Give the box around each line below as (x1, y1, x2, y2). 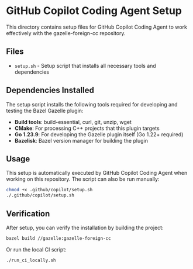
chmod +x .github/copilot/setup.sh (6, 187, 93, 193)
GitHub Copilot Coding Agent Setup (6, 4, 182, 18)
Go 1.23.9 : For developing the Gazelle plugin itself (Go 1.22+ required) (14, 130, 184, 138)
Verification (6, 209, 50, 219)
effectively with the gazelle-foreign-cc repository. (6, 29, 126, 36)
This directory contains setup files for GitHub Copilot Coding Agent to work (6, 23, 187, 30)
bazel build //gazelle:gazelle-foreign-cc (6, 235, 111, 241)
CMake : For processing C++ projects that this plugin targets (14, 125, 160, 132)
